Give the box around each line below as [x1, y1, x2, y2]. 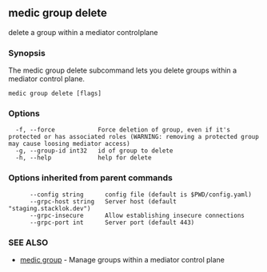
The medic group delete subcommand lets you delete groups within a [8, 65, 237, 75]
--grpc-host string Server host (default [29, 197, 177, 206]
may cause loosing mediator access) [8, 140, 130, 148]
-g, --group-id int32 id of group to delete [15, 147, 173, 155]
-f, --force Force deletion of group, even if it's [15, 126, 230, 134]
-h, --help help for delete [15, 154, 152, 162]
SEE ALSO [8, 237, 49, 248]
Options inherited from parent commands [8, 172, 173, 183]
